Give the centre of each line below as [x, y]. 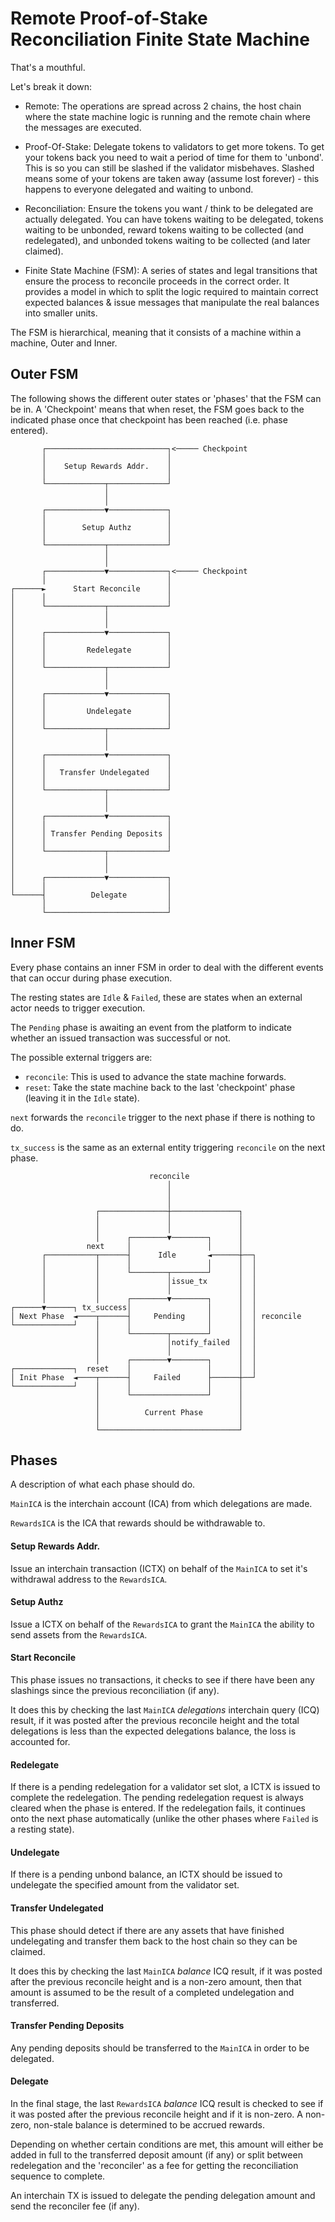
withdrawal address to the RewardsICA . [89, 1579]
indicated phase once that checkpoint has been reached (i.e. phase [149, 419]
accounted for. [40, 1741]
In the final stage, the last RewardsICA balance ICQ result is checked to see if [167, 2103]
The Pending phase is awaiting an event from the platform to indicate [151, 1027]
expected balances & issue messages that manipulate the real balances [172, 302]
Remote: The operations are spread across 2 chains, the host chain [163, 106]
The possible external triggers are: [81, 1057]
